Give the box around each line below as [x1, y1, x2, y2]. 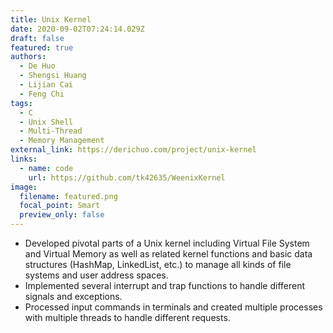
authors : [10, 52, 47, 62]
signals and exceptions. [24, 291, 123, 302]
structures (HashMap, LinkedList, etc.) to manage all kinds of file [24, 259, 292, 270]
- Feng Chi [19, 89, 65, 99]
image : [10, 182, 38, 192]
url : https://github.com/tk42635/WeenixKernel [28, 172, 226, 183]
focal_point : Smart [19, 201, 101, 211]
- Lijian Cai [19, 80, 74, 90]
